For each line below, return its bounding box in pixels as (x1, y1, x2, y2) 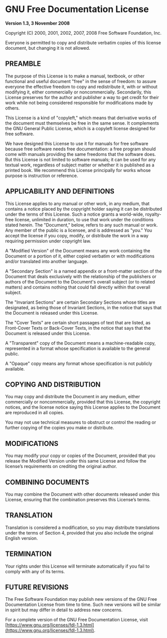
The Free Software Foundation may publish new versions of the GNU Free (5, 596, 157, 602)
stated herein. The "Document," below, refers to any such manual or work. (5, 222, 158, 228)
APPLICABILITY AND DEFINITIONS (5, 187, 115, 196)
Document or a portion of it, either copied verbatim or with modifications (5, 253, 155, 259)
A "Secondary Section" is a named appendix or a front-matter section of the (5, 268, 162, 274)
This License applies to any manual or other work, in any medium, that (5, 200, 150, 207)
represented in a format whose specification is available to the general (5, 345, 150, 351)
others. (5, 105, 20, 111)
